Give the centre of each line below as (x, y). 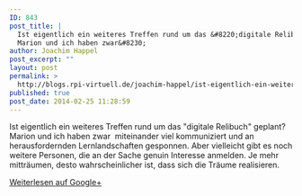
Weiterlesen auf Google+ (55, 183)
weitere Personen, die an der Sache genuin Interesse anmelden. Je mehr (144, 156)
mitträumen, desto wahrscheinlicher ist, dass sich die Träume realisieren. (145, 165)
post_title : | (36, 26)
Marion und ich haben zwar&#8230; (82, 43)
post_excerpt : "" (42, 59)
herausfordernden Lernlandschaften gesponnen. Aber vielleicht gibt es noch (151, 146)
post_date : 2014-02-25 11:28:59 (70, 101)
